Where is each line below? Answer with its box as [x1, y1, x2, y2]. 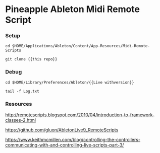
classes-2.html [5, 117, 36, 123]
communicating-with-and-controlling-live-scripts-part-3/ [5, 142, 124, 148]
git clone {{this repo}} [5, 57, 58, 62]
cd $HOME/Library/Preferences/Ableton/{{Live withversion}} [5, 80, 135, 85]
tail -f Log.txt [5, 89, 39, 94]
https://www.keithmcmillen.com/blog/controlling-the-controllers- [5, 137, 140, 143]
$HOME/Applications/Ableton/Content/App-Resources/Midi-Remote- [12, 44, 150, 49]
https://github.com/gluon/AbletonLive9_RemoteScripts [5, 127, 119, 133]
